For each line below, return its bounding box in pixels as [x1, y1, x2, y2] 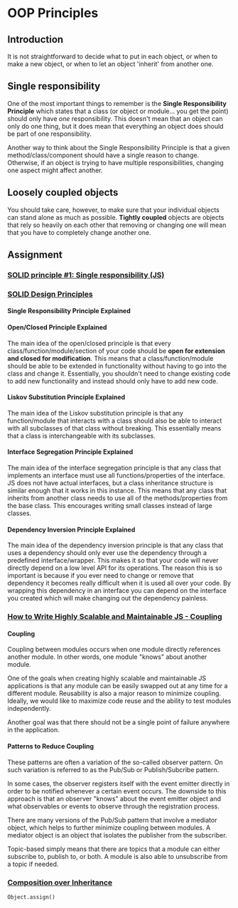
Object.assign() [7, 893, 55, 901]
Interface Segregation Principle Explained [7, 448, 134, 456]
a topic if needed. [7, 860, 59, 868]
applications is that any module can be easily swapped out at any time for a [7, 682, 228, 690]
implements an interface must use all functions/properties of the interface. [7, 471, 225, 480]
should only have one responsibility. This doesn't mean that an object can [7, 114, 223, 122]
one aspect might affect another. [7, 166, 103, 174]
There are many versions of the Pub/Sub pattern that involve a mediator [7, 815, 217, 824]
